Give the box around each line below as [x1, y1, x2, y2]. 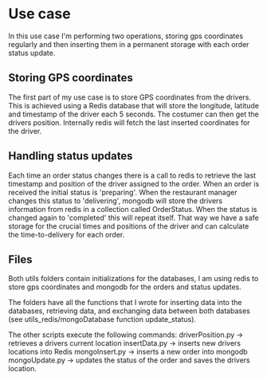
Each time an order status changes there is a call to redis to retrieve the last [8, 170, 257, 180]
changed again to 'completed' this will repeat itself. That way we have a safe [8, 213, 259, 222]
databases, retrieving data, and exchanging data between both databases [8, 306, 251, 315]
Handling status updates [8, 149, 133, 163]
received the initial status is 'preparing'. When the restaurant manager [8, 187, 238, 197]
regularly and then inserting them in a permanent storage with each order [8, 39, 249, 49]
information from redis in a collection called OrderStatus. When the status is [8, 204, 257, 214]
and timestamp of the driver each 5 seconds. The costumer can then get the [8, 109, 259, 119]
